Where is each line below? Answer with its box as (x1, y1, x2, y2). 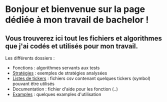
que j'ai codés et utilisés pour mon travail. (5, 41, 138, 50)
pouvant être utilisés (12, 81, 55, 86)
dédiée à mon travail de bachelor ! (5, 14, 149, 25)
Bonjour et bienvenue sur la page (5, 3, 145, 15)
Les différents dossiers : (5, 55, 55, 61)
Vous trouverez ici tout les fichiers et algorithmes (5, 34, 162, 42)
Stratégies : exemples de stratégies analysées (12, 70, 107, 76)
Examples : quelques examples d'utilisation (12, 91, 101, 97)
